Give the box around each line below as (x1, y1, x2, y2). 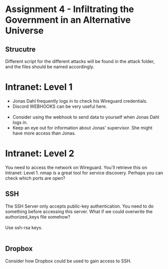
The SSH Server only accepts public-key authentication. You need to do (5, 203, 154, 209)
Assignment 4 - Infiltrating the (5, 4, 134, 15)
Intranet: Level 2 (5, 148, 74, 159)
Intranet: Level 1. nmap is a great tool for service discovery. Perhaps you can (5, 170, 163, 176)
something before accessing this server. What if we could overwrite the (5, 208, 153, 215)
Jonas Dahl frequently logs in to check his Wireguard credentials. (12, 98, 148, 104)
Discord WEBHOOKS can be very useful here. (12, 103, 107, 109)
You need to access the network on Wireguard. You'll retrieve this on (5, 164, 147, 170)
